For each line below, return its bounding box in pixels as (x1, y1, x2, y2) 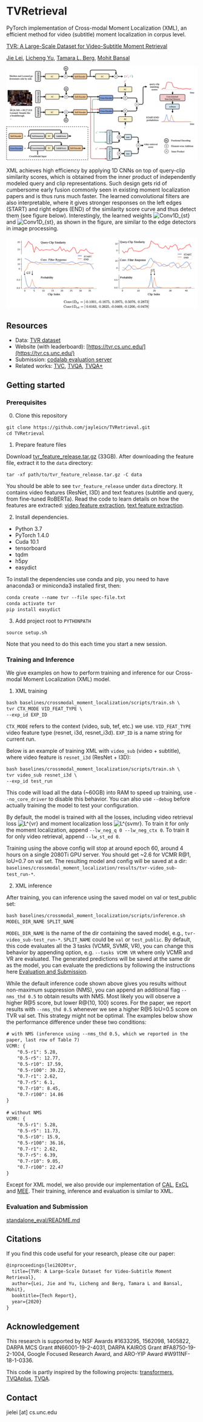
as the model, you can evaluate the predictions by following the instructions (6, 962, 195, 969)
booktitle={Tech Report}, (12, 1293, 78, 1299)
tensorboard (15, 544, 47, 552)
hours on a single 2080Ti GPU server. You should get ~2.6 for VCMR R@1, (6, 851, 191, 858)
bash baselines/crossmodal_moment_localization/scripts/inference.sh (6, 913, 186, 919)
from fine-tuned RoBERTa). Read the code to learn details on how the (6, 495, 179, 502)
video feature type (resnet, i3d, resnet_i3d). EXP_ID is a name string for (6, 729, 182, 736)
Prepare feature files (15, 441, 67, 448)
